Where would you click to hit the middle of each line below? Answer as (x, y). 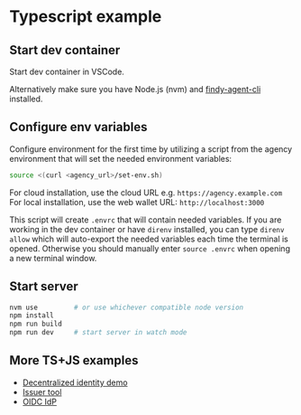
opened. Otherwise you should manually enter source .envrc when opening (150, 248)
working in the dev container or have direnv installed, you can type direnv (147, 229)
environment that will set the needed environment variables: (121, 158)
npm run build (36, 324)
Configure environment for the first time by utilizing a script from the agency (151, 149)
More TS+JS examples (74, 360)
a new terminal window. (53, 258)
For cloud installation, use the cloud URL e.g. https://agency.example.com (146, 193)
